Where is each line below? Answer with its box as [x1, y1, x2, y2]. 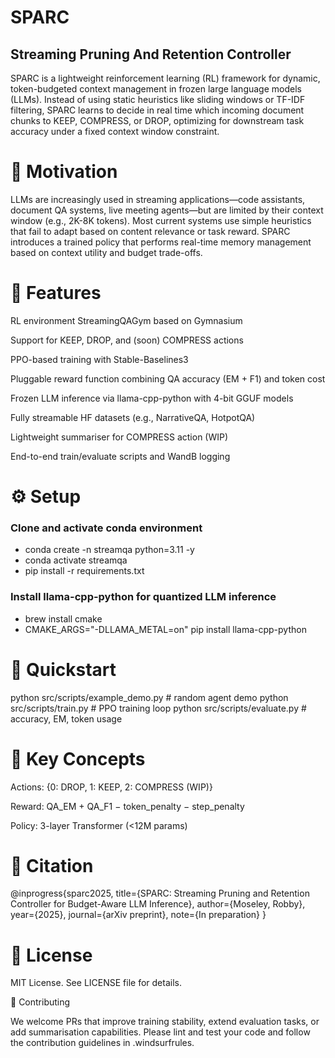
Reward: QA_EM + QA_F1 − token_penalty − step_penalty [10, 800, 245, 812]
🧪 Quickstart [10, 658, 117, 681]
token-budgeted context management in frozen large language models [10, 83, 302, 95]
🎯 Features [10, 282, 102, 305]
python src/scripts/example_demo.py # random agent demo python [10, 691, 289, 703]
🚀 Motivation [10, 161, 118, 183]
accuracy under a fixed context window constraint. [10, 126, 220, 137]
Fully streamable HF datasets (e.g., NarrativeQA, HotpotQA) [10, 411, 256, 423]
